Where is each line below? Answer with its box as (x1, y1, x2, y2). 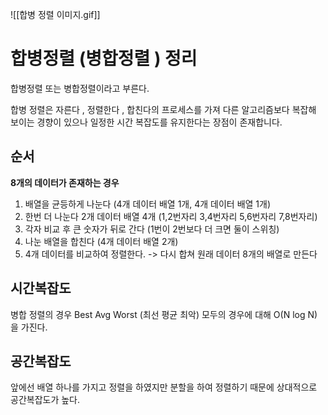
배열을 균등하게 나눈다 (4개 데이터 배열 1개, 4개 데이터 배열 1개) (24, 198, 272, 210)
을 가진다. (10, 321, 48, 333)
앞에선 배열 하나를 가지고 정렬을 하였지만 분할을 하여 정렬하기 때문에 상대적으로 (10, 381, 318, 393)
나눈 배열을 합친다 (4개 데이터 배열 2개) (24, 235, 179, 247)
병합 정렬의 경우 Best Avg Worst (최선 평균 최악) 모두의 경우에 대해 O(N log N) (10, 308, 318, 320)
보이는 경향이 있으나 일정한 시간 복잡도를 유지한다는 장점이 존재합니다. (10, 116, 283, 128)
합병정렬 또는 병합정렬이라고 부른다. (10, 82, 150, 94)
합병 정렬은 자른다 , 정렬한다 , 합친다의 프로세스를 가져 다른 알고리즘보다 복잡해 (10, 103, 317, 115)
